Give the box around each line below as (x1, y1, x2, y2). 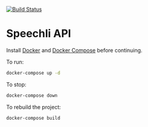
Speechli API (6, 27, 71, 40)
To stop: (6, 81, 27, 88)
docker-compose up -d (6, 70, 61, 76)
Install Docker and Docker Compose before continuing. (6, 46, 143, 54)
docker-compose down (6, 92, 58, 99)
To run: (6, 58, 24, 66)
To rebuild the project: (6, 103, 61, 111)
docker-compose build (6, 115, 61, 121)
